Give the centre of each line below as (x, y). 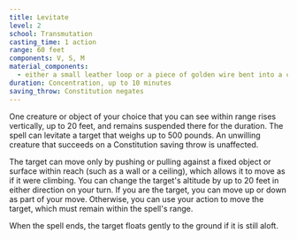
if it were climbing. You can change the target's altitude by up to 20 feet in (144, 180)
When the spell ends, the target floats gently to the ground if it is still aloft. (144, 225)
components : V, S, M (47, 58)
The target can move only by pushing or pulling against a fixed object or (140, 161)
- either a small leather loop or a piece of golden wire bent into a (150, 75)
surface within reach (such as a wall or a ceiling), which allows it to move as (147, 171)
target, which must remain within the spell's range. (101, 208)
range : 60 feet (37, 50)
